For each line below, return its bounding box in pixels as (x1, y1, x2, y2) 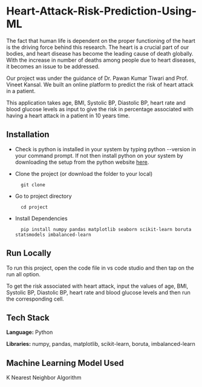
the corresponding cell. (6, 295, 65, 302)
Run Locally (6, 248, 51, 258)
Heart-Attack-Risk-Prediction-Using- (6, 4, 197, 18)
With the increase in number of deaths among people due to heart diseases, (6, 56, 197, 63)
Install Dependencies (15, 215, 68, 222)
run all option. (6, 270, 41, 278)
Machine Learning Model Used (6, 358, 124, 368)
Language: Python (6, 328, 53, 336)
